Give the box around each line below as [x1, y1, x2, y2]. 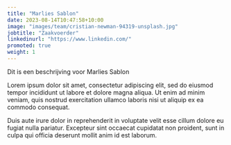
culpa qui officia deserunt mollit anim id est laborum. [7, 130, 157, 139]
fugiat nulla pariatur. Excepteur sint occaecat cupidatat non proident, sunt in [7, 124, 225, 132]
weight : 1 [7, 49, 36, 56]
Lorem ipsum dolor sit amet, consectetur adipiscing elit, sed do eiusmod [7, 81, 214, 89]
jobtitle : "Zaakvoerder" [7, 29, 79, 37]
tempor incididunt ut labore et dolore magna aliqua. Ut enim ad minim [7, 88, 205, 97]
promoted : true [7, 42, 51, 49]
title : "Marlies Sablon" [7, 10, 79, 17]
